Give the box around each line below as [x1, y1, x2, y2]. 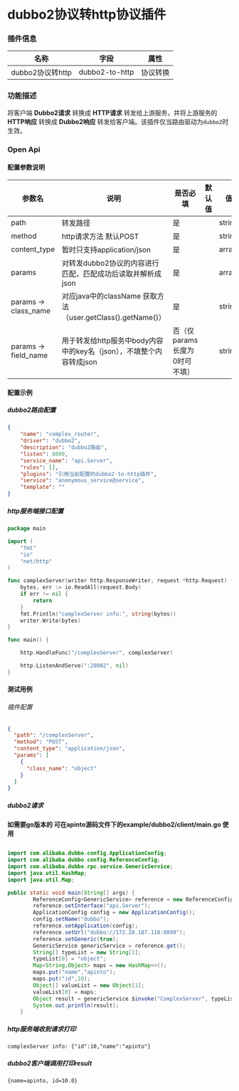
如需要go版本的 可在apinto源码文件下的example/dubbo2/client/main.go [7, 820, 222, 829]
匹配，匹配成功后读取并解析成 [61, 269, 162, 279]
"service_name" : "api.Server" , [20, 457, 113, 464]
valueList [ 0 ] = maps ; [33, 988, 97, 996]
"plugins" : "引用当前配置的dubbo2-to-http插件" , [20, 470, 158, 477]
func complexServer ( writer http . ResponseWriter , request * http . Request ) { [7, 577, 234, 584]
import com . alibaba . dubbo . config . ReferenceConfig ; [7, 857, 161, 864]
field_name [11, 350, 48, 360]
